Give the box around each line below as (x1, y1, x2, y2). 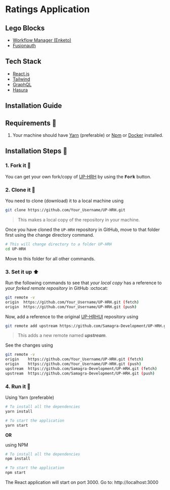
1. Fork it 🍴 (5, 162, 31, 169)
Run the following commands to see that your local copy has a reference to (5, 280, 162, 286)
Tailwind (12, 76, 30, 82)
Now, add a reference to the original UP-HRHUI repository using (5, 313, 139, 320)
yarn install (5, 409, 33, 414)
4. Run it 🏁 (5, 383, 31, 390)
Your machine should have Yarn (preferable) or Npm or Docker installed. (12, 132, 163, 138)
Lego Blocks (5, 24, 45, 32)
